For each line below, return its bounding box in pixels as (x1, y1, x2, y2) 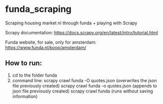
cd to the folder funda (12, 72, 57, 78)
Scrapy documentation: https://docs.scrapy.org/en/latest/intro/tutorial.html (5, 29, 158, 35)
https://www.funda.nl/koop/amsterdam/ (5, 44, 86, 50)
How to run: (5, 59, 42, 68)
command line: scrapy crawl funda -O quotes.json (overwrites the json (12, 77, 157, 83)
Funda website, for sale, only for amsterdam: (5, 39, 97, 45)
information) (12, 93, 38, 99)
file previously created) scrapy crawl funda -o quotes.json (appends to (12, 83, 158, 89)
